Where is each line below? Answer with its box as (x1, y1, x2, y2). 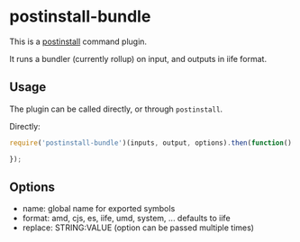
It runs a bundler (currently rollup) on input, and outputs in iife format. (9, 53, 268, 64)
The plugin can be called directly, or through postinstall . (9, 103, 223, 114)
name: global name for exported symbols (22, 203, 176, 214)
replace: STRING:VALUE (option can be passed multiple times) (22, 222, 255, 233)
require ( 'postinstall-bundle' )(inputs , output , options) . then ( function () (9, 138, 293, 148)
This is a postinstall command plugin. (9, 36, 147, 47)
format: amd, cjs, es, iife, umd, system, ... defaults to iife (22, 213, 232, 224)
